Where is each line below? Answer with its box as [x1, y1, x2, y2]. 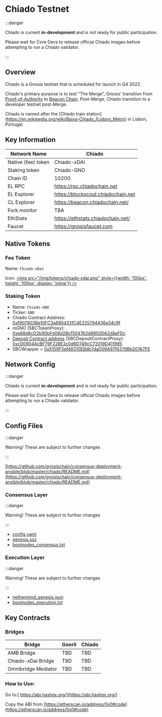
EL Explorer [7, 191, 35, 198]
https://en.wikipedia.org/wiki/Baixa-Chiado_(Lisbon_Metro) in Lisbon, [6, 116, 148, 122]
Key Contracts [5, 614, 50, 622]
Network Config [5, 360, 56, 368]
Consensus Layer [5, 491, 48, 498]
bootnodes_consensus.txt [12, 542, 65, 548]
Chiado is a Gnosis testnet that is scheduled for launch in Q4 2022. [5, 81, 142, 87]
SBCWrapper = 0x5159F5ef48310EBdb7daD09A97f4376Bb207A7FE [12, 346, 151, 352]
